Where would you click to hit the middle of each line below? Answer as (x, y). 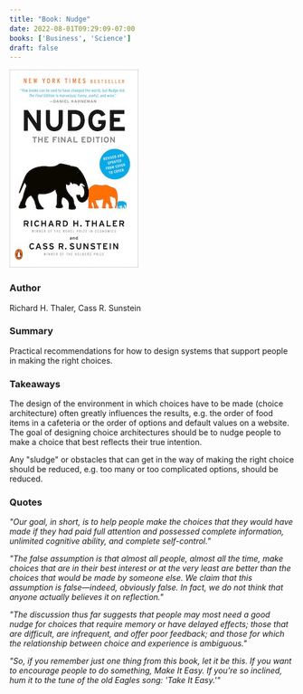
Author (25, 288)
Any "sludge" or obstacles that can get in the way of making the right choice (152, 460)
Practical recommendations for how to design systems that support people (149, 351)
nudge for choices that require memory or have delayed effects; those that (149, 624)
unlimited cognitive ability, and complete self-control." (110, 541)
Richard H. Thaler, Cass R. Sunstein (76, 308)
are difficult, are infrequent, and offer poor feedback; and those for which (147, 634)
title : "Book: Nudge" (50, 19)
